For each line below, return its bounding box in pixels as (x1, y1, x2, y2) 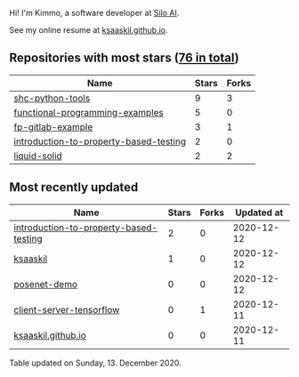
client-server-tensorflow (13, 303, 120, 316)
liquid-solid (13, 149, 62, 162)
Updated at (235, 206, 284, 219)
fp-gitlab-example (13, 120, 93, 132)
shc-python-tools (13, 92, 91, 104)
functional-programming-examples (13, 106, 165, 118)
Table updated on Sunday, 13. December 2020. (9, 357, 182, 368)
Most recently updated (9, 180, 139, 195)
